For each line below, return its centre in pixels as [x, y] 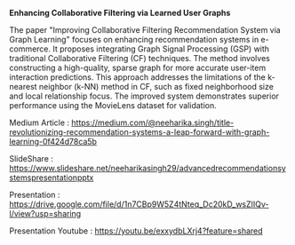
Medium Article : [39, 122]
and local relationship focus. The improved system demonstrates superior [144, 96]
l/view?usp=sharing [45, 213]
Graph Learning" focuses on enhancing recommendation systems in [134, 40]
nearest [23, 87]
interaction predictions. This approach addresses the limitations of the [138, 77]
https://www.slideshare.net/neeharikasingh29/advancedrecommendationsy [147, 168]
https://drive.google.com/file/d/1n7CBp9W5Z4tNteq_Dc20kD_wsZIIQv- [139, 204]
